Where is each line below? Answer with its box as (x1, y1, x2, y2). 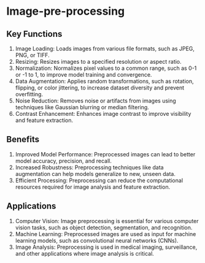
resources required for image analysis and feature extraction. (15, 183, 171, 191)
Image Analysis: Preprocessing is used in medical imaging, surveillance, (15, 243, 198, 251)
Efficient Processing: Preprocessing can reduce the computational (15, 177, 183, 184)
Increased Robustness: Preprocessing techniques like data (15, 164, 164, 171)
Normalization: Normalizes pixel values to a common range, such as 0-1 (15, 64, 197, 72)
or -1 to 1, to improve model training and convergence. (15, 71, 152, 78)
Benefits (6, 134, 40, 145)
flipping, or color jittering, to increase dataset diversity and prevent (15, 84, 185, 91)
